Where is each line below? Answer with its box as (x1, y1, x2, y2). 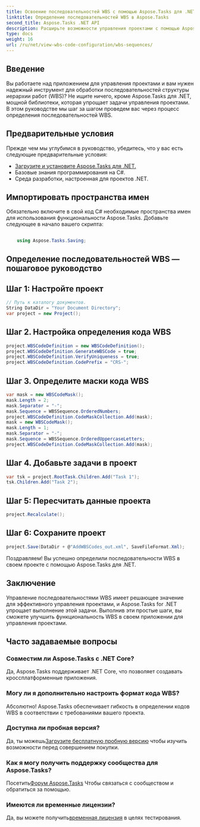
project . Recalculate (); (6, 511, 65, 518)
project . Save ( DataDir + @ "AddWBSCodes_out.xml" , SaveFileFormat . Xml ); (6, 544, 185, 550)
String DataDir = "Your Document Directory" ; (6, 305, 121, 311)
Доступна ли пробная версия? (6, 724, 100, 732)
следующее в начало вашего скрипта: (6, 221, 104, 228)
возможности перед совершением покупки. (6, 744, 119, 751)
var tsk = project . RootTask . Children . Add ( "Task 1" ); (6, 474, 140, 480)
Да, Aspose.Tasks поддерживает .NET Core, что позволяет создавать (6, 668, 183, 675)
